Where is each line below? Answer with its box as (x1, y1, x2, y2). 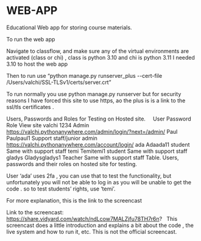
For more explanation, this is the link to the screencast (6, 197, 142, 204)
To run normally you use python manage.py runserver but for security (6, 90, 182, 97)
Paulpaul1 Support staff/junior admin (6, 134, 97, 142)
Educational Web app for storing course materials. (6, 24, 132, 31)
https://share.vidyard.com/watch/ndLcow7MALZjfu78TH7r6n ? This (6, 215, 178, 222)
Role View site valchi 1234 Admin (6, 121, 90, 128)
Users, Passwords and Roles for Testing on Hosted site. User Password (6, 115, 192, 122)
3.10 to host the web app (6, 60, 68, 68)
